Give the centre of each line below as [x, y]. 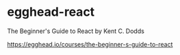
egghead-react [51, 12]
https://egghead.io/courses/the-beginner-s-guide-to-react [90, 44]
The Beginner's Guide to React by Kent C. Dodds [76, 31]
